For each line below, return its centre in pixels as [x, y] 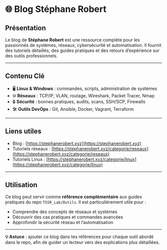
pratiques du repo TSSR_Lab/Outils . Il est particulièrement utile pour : [76, 202]
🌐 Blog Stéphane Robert [56, 9]
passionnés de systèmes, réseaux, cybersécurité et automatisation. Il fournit [83, 45]
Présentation [26, 28]
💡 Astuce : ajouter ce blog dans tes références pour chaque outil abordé [80, 237]
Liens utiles [23, 131]
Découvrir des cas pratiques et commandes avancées [68, 217]
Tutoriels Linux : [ [30, 159]
